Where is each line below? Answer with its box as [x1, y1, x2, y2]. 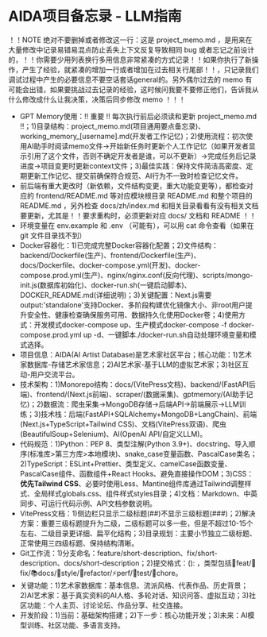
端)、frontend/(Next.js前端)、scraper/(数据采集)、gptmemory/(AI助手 [19, 389, 246, 399]
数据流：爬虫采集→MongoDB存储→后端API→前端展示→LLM [43, 399, 240, 409]
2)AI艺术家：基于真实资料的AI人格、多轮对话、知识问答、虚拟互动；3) [19, 590, 250, 600]
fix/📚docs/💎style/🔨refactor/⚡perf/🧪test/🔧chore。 [19, 568, 183, 577]
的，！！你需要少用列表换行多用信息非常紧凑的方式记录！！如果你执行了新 [8, 55, 252, 64]
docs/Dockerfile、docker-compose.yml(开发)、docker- [19, 260, 201, 270]
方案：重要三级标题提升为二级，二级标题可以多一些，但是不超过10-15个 [19, 518, 253, 528]
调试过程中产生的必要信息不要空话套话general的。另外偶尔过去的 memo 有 [8, 75, 253, 84]
